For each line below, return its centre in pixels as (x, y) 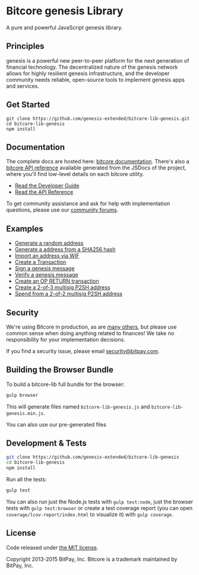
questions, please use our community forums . (62, 210)
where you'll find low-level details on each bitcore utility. (75, 174)
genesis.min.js (25, 413)
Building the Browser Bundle (60, 370)
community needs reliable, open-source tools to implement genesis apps (96, 79)
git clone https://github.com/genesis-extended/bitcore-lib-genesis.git (98, 118)
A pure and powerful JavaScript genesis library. (64, 27)
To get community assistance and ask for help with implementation (88, 203)
